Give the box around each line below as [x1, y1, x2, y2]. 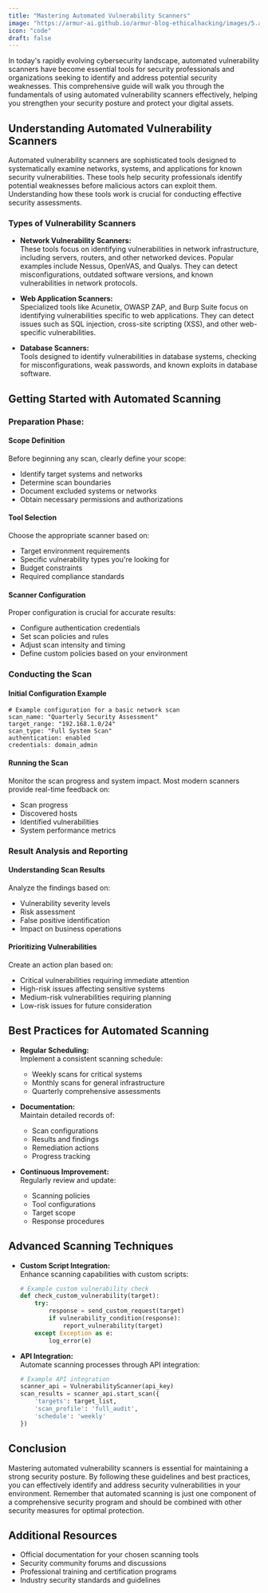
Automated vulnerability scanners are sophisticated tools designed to [8, 155, 237, 165]
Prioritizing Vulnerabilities [8, 942, 97, 952]
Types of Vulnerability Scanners [8, 218, 136, 229]
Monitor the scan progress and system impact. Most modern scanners [8, 776, 240, 785]
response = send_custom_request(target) [49, 1307, 185, 1316]
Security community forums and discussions [19, 1559, 167, 1568]
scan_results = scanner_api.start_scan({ [19, 1390, 160, 1398]
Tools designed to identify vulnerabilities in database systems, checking [19, 352, 257, 361]
